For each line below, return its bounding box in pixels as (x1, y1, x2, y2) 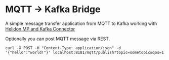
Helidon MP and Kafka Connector (5, 25, 75, 32)
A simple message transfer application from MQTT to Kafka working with (5, 20, 157, 26)
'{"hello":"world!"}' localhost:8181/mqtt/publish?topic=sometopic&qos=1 (5, 50, 164, 55)
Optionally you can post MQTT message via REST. (5, 36, 110, 42)
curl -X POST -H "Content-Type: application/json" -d (5, 45, 121, 50)
